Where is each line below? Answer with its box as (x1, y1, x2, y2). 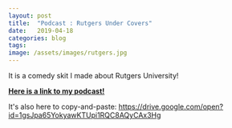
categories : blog (8, 34, 67, 42)
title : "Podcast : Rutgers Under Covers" (8, 19, 153, 27)
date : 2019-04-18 (8, 26, 74, 34)
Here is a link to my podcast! (8, 86, 105, 96)
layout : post (8, 11, 52, 20)
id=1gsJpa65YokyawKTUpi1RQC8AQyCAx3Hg (8, 110, 161, 120)
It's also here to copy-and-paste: (8, 102, 117, 111)
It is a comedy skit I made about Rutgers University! (8, 71, 179, 80)
